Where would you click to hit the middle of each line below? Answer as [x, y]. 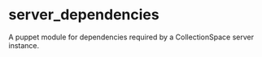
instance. [24, 45]
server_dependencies [84, 15]
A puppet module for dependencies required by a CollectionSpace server [131, 37]
